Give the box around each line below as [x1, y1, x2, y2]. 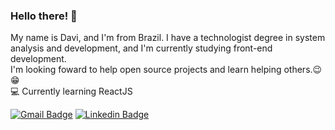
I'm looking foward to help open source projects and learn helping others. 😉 [10, 64, 323, 76]
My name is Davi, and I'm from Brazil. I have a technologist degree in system [10, 32, 326, 44]
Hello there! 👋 [10, 9, 78, 23]
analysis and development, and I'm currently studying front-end [10, 42, 273, 54]
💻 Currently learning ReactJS [10, 85, 133, 98]
